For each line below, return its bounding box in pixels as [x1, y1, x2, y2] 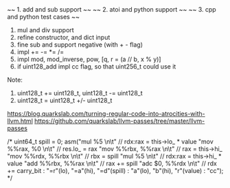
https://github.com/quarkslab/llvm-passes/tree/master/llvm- [34, 117, 205, 126]
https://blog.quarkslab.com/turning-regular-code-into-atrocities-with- [7, 110, 205, 118]
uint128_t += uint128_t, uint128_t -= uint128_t [16, 89, 143, 97]
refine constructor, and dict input [16, 34, 111, 42]
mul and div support [16, 26, 74, 34]
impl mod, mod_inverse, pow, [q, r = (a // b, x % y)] [16, 55, 161, 64]
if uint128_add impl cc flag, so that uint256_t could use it [16, 62, 176, 71]
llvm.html [7, 117, 33, 126]
